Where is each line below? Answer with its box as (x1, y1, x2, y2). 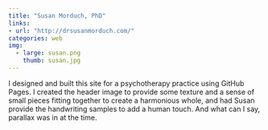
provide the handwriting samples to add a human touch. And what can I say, (8, 104, 261, 113)
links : (8, 19, 31, 27)
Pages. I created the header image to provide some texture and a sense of (8, 87, 255, 96)
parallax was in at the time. (8, 112, 97, 122)
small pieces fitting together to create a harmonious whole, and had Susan (8, 95, 255, 105)
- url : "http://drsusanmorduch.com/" (8, 26, 135, 35)
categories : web (8, 34, 63, 43)
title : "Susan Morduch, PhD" (8, 11, 106, 20)
